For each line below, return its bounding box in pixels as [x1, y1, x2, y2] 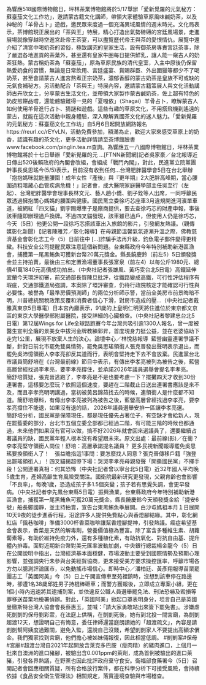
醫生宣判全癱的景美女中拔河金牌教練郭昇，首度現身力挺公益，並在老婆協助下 [6, 327, 200, 334]
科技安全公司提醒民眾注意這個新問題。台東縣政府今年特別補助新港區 [17, 243, 189, 250]
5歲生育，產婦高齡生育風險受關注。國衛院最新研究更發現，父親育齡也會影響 [6, 473, 198, 480]
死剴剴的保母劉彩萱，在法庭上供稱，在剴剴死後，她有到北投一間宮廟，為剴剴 [6, 611, 200, 618]
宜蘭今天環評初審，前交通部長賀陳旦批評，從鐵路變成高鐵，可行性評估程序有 [6, 274, 200, 281]
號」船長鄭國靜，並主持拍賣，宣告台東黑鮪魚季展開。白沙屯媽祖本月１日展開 [6, 503, 200, 511]
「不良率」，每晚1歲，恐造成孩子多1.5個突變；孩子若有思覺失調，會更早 [6, 481, 185, 488]
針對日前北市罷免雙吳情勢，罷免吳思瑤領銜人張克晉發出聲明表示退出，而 [17, 343, 200, 350]
